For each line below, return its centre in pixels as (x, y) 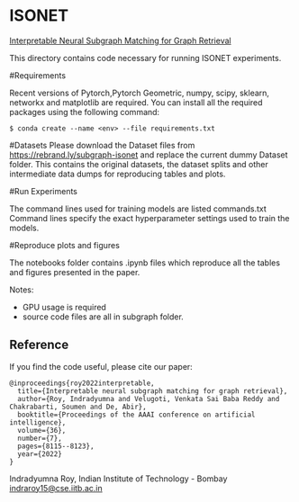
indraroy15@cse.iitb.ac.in (56, 488)
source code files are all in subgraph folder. (103, 317)
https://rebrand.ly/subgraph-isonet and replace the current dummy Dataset (149, 155)
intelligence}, (38, 422)
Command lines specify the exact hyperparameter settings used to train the (149, 218)
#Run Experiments (44, 191)
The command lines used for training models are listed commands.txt (138, 209)
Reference (39, 345)
